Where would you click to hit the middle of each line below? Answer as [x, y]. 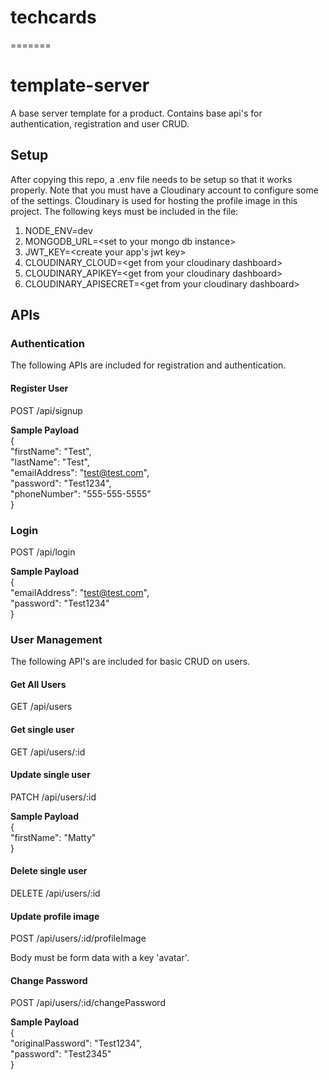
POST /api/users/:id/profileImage [78, 938]
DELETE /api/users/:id [55, 893]
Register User [39, 388]
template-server [80, 85]
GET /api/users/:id [48, 752]
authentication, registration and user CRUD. [100, 123]
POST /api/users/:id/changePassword [88, 1003]
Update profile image [55, 916]
